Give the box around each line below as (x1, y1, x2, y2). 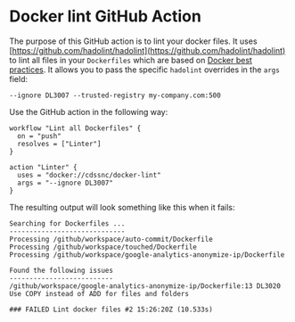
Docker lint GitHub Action (9, 6, 202, 27)
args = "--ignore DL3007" (17, 178, 114, 187)
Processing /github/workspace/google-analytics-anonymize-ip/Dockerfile (9, 250, 285, 260)
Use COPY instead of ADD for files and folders (9, 289, 190, 298)
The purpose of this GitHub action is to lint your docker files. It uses (9, 36, 258, 46)
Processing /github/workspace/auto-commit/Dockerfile (9, 235, 214, 244)
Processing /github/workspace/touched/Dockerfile (9, 243, 198, 252)
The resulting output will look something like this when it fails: (9, 202, 235, 212)
